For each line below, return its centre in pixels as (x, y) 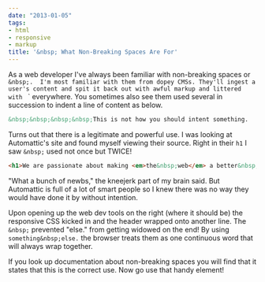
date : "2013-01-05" (40, 15)
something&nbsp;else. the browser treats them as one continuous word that (131, 238)
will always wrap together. (50, 246)
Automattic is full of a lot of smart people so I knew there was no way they (129, 189)
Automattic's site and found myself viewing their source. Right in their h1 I (127, 143)
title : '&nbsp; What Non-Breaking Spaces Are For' (93, 52)
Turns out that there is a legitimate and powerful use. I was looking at (120, 134)
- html (19, 30)
